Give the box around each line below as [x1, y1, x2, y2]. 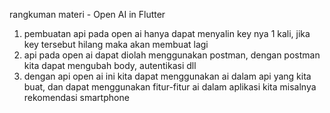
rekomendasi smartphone [23, 92, 130, 103]
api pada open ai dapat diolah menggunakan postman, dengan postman [23, 49, 321, 61]
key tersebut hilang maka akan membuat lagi [23, 39, 209, 50]
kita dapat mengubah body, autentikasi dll [23, 60, 197, 71]
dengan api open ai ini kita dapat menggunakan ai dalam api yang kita [23, 70, 312, 82]
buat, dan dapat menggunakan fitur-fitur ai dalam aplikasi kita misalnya [23, 81, 317, 93]
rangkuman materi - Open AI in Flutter [9, 9, 166, 20]
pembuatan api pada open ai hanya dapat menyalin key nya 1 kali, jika [23, 28, 311, 39]
